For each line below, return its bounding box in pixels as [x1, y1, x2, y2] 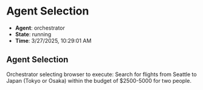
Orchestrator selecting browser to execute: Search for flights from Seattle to [6, 71, 197, 78]
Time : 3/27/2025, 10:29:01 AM [15, 37, 92, 44]
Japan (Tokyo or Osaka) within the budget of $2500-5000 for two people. [6, 77, 191, 84]
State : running [15, 30, 52, 37]
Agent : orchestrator [15, 24, 66, 31]
